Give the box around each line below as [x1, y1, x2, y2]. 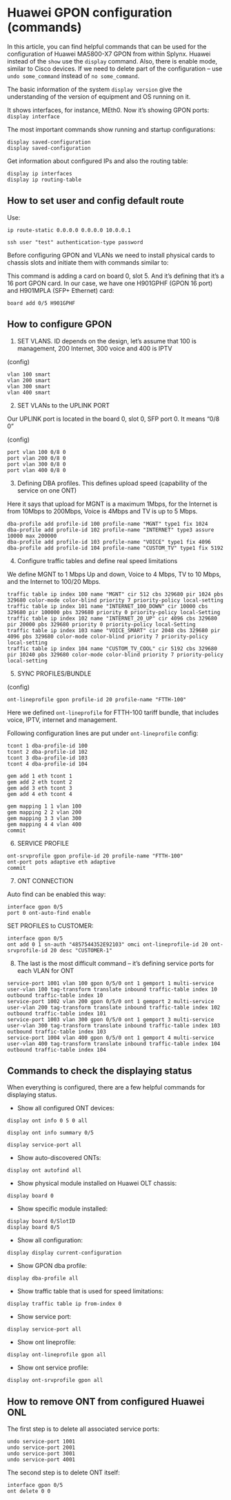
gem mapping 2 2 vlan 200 [7, 808, 81, 816]
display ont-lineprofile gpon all [7, 1351, 107, 1358]
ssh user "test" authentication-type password [7, 238, 143, 246]
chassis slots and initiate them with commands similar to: [7, 258, 169, 267]
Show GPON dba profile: [17, 1262, 88, 1270]
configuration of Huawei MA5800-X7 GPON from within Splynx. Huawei [7, 50, 211, 58]
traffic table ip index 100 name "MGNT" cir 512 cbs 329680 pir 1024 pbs [7, 591, 224, 598]
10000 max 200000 [7, 532, 57, 540]
